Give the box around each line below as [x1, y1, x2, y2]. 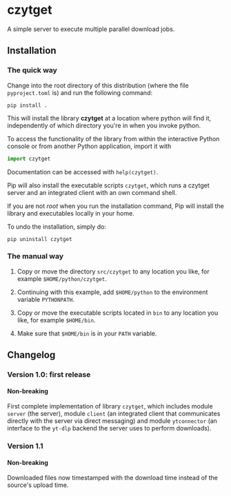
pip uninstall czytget [7, 236, 72, 242]
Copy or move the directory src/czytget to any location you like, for [17, 267, 210, 276]
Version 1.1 [7, 442, 43, 451]
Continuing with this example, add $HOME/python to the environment [17, 288, 208, 296]
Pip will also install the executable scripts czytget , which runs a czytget [7, 181, 210, 189]
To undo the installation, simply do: [7, 223, 107, 231]
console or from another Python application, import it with [7, 142, 172, 150]
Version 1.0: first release [7, 370, 91, 380]
